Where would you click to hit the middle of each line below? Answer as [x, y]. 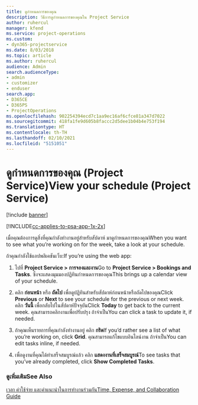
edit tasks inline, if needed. [48, 343]
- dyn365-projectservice [37, 45]
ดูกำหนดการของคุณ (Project [65, 173]
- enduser [18, 89]
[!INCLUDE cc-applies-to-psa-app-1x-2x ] [56, 226]
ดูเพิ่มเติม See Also [29, 377]
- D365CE [17, 99]
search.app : [21, 94]
